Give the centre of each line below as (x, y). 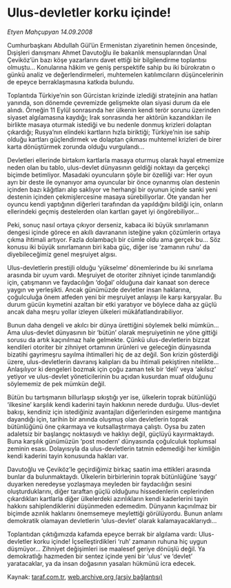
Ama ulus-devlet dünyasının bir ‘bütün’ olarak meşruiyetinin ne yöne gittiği (112, 332)
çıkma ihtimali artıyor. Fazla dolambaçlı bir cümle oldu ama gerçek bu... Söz (114, 239)
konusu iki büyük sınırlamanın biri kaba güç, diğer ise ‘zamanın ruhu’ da (109, 247)
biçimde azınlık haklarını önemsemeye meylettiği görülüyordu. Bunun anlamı (115, 513)
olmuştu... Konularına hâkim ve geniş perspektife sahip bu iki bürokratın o (111, 67)
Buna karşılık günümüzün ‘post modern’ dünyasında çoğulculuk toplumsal (112, 441)
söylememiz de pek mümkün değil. (57, 383)
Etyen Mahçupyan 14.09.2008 (50, 32)
